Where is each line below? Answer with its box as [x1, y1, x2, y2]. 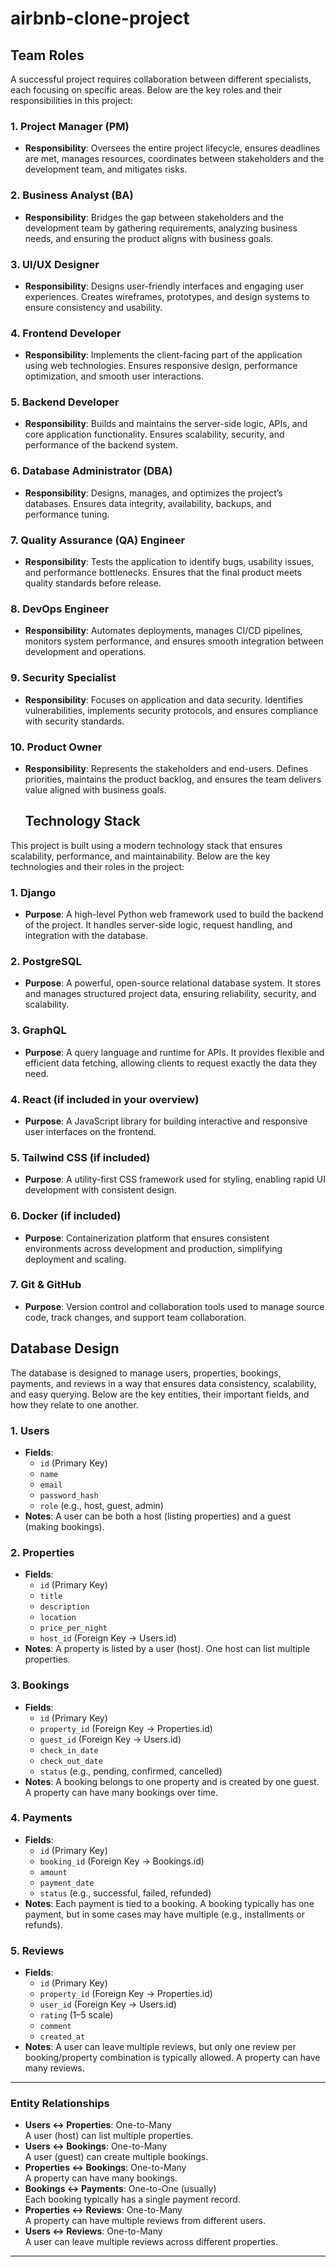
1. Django [10, 885, 57, 899]
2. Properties [10, 1545, 75, 1559]
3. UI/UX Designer [10, 257, 100, 271]
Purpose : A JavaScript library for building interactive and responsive [24, 1115, 308, 1127]
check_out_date [39, 1756, 103, 1766]
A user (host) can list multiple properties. [24, 2130, 194, 2142]
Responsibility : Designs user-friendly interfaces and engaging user [24, 280, 304, 292]
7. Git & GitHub [10, 1278, 82, 1292]
